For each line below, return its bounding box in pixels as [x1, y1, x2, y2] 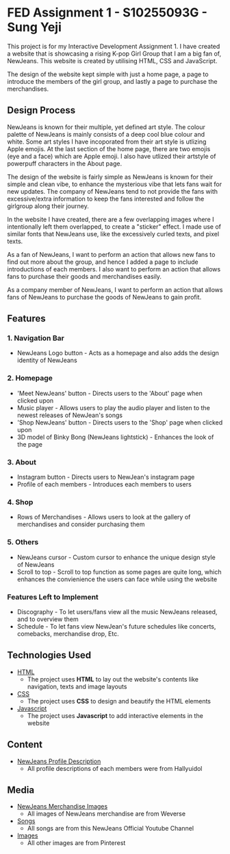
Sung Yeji [7, 19, 62, 35]
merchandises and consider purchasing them [16, 520, 145, 528]
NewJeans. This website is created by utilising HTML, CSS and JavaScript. [7, 56, 218, 65]
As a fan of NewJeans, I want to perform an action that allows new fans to [7, 250, 216, 258]
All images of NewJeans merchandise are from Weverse [27, 809, 186, 818]
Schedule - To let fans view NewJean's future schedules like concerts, [16, 622, 216, 630]
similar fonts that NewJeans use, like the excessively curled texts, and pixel [7, 229, 220, 238]
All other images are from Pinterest [27, 839, 126, 847]
